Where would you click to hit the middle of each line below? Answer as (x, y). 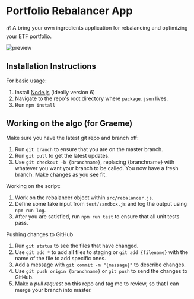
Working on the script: (33, 186)
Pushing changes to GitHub (40, 234)
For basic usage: (26, 81)
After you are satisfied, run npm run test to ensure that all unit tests (97, 216)
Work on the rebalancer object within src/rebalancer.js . (84, 198)
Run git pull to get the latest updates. (62, 155)
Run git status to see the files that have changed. (77, 246)
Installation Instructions (51, 66)
